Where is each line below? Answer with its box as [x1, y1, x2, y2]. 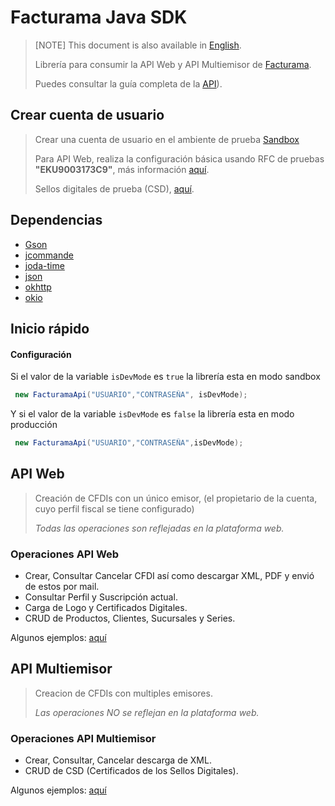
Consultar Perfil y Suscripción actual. [24, 591, 178, 603]
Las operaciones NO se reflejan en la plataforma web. [34, 706, 260, 718]
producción [10, 419, 58, 431]
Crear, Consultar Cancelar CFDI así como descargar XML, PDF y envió [24, 570, 315, 582]
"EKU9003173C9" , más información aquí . [34, 163, 210, 175]
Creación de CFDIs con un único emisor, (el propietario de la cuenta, [34, 492, 318, 504]
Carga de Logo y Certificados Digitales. [24, 602, 188, 614]
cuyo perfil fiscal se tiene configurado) [34, 502, 195, 515]
